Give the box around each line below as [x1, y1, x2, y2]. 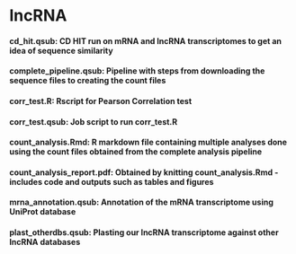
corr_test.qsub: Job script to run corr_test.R [9, 116, 178, 127]
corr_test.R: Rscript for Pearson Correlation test [9, 95, 193, 106]
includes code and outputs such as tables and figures [9, 176, 214, 187]
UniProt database [9, 206, 76, 217]
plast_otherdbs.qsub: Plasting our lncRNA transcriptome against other [9, 226, 279, 238]
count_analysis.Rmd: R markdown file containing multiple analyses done [9, 136, 288, 148]
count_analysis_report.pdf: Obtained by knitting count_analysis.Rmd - [9, 167, 279, 178]
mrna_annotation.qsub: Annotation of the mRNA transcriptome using [9, 197, 274, 207]
